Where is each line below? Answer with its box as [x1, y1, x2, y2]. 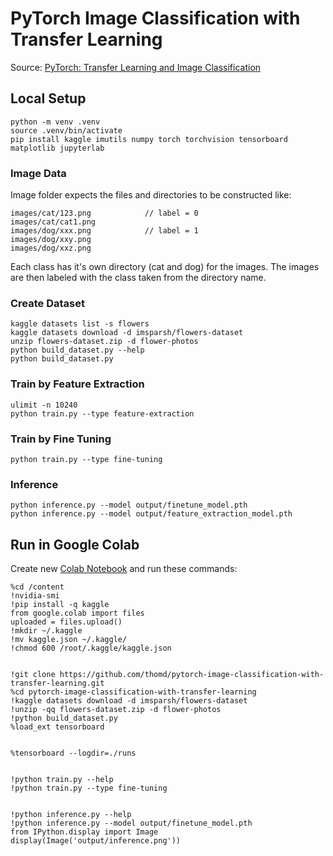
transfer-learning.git [10, 678, 105, 689]
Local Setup [10, 90, 87, 107]
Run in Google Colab [10, 536, 140, 553]
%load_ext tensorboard [10, 722, 105, 732]
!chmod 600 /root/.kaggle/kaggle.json [10, 643, 172, 654]
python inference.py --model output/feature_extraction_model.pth [10, 509, 293, 519]
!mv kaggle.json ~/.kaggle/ [10, 635, 128, 645]
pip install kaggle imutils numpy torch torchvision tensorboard [10, 134, 288, 144]
